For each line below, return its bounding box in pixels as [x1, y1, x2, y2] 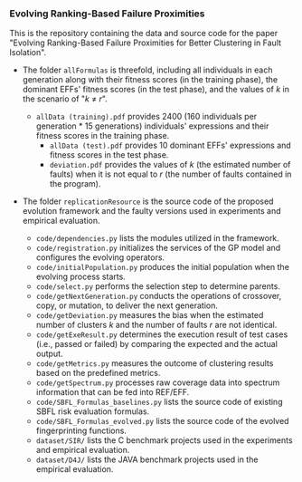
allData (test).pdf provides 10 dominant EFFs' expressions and [49, 140, 291, 151]
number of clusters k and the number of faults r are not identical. [35, 320, 278, 331]
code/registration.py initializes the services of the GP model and [35, 243, 281, 254]
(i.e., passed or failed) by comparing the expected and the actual [35, 339, 278, 350]
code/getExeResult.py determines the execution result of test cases [35, 329, 288, 340]
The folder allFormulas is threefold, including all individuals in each [22, 64, 273, 75]
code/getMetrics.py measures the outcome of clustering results [35, 358, 274, 369]
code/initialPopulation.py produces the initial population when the [35, 262, 289, 273]
